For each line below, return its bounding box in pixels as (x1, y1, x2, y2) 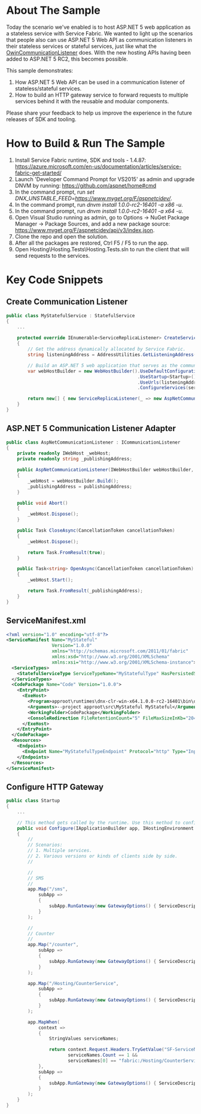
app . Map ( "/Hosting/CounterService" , (28, 980, 119, 986)
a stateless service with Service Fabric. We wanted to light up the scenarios (6, 29, 193, 37)
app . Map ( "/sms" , (28, 886, 68, 892)
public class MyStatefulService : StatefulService (6, 312, 135, 318)
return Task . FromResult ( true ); (28, 549, 106, 555)
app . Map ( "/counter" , (28, 942, 79, 948)
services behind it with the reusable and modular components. (14, 97, 169, 105)
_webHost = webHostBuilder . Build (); (28, 478, 119, 484)
